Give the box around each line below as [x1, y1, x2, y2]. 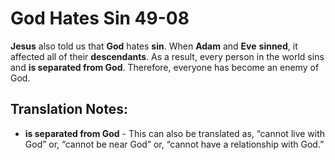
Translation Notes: [10, 101, 128, 118]
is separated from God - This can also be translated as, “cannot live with [24, 127, 326, 139]
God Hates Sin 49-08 [10, 7, 190, 30]
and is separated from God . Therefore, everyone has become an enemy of [10, 61, 320, 73]
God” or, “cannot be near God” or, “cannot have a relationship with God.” [24, 138, 325, 150]
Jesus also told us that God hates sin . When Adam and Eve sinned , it [10, 40, 298, 52]
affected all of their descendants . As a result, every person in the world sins [10, 50, 325, 62]
